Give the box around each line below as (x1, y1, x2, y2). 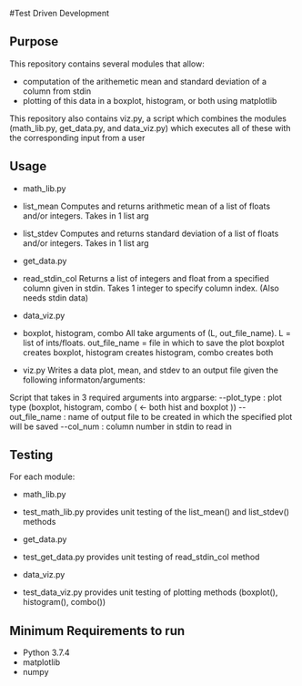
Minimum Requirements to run (9, 623, 186, 639)
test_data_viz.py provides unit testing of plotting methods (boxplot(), (22, 587, 278, 598)
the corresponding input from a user (9, 132, 146, 143)
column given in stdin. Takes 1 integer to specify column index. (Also (22, 282, 279, 293)
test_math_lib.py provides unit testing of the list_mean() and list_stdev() (22, 507, 289, 517)
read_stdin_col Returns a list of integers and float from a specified (22, 272, 270, 283)
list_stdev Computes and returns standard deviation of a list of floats (22, 228, 279, 239)
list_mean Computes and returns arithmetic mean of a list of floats (22, 200, 271, 211)
